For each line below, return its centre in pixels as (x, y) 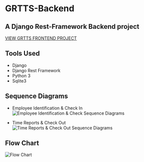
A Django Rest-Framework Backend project (72, 27)
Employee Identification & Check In (47, 108)
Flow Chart (22, 143)
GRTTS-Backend (40, 9)
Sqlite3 (19, 81)
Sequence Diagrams (37, 96)
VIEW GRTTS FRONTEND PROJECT (41, 38)
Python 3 (21, 76)
